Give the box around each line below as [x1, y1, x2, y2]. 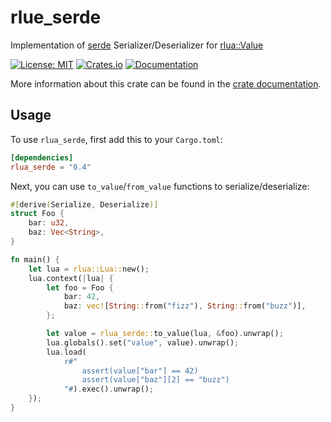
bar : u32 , [28, 218, 70, 228]
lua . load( [46, 347, 87, 357]
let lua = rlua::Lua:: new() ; [28, 264, 150, 274]
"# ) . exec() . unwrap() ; [63, 384, 155, 395]
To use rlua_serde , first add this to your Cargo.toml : [10, 133, 223, 145]
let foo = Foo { [46, 282, 114, 293]
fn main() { [10, 254, 60, 265]
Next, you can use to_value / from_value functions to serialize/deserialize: [10, 180, 310, 192]
